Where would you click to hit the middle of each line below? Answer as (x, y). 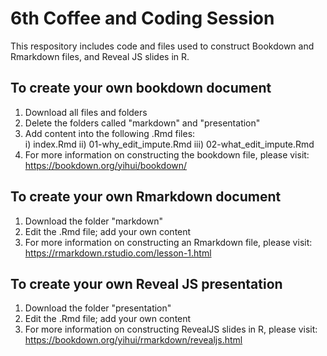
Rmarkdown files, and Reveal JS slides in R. (100, 56)
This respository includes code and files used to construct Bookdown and (162, 46)
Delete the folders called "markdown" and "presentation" (142, 123)
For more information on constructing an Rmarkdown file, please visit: (168, 242)
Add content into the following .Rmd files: (110, 133)
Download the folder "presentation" (98, 308)
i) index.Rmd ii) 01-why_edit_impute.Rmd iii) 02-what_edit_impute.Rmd (169, 144)
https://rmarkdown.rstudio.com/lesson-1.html (118, 253)
